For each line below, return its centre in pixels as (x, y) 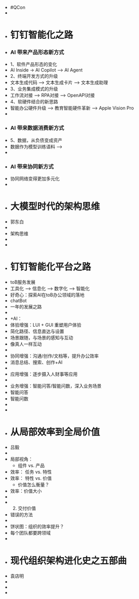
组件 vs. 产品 (31, 465)
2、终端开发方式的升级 (34, 76)
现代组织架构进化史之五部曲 (68, 561)
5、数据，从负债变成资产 (36, 140)
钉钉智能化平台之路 (50, 267)
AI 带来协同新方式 (32, 167)
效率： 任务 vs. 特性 (31, 472)
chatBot (18, 301)
